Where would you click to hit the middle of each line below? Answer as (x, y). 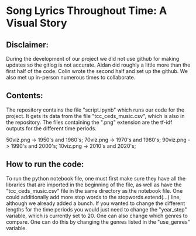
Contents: (25, 96)
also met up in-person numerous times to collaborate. (71, 77)
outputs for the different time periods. (51, 128)
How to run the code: (45, 164)
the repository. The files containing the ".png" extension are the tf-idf (89, 122)
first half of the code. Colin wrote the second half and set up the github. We (97, 71)
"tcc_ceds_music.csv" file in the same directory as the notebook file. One (94, 190)
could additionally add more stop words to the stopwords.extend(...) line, (94, 197)
